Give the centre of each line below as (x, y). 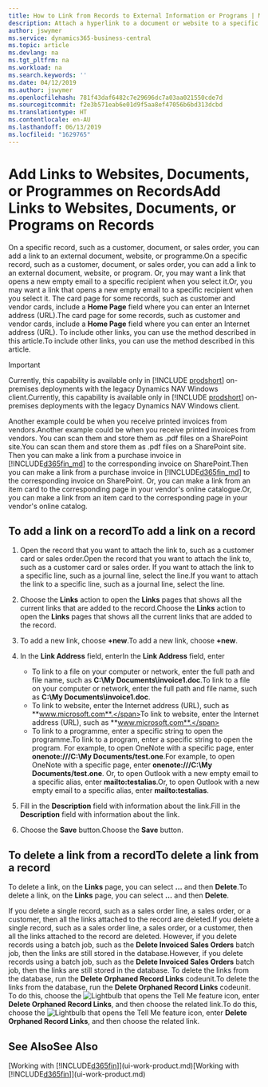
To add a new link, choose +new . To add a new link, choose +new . (128, 641)
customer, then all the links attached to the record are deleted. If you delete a (134, 919)
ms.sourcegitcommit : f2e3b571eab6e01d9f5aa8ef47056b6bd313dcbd (116, 105)
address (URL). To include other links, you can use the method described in (132, 332)
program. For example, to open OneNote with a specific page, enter (143, 748)
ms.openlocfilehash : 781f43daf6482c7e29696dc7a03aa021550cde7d (116, 98)
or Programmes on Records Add (114, 191)
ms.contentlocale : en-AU (49, 120)
